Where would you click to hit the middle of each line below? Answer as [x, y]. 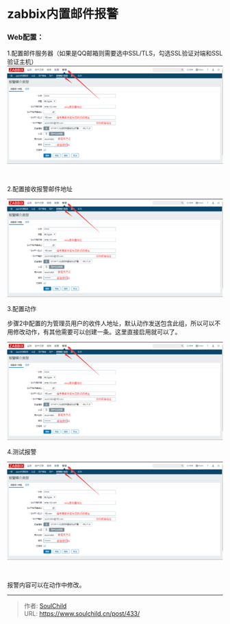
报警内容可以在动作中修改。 [46, 585]
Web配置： [26, 37]
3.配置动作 [22, 309]
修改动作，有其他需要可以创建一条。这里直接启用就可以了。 [97, 332]
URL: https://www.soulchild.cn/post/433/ [82, 613]
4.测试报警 [22, 452]
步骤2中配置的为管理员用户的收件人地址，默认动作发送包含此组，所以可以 [111, 323]
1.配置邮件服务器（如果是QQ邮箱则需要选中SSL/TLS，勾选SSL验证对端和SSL [115, 53]
